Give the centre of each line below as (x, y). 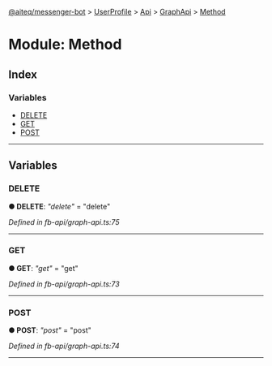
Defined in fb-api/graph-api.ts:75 (64, 222)
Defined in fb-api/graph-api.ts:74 (64, 346)
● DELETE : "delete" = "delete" (59, 206)
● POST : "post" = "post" (50, 330)
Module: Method (65, 45)
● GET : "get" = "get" (43, 268)
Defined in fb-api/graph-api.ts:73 (64, 284)
